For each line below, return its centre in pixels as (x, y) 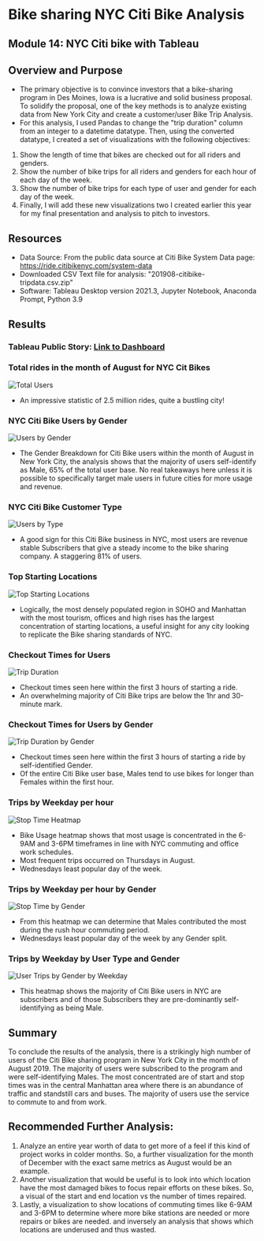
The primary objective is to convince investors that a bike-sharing (126, 89)
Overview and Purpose (66, 70)
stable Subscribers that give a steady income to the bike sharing (124, 548)
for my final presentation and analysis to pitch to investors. (115, 214)
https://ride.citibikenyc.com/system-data (86, 266)
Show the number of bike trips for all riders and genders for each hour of (138, 172)
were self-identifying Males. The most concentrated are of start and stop (126, 1077)
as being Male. (80, 1008)
